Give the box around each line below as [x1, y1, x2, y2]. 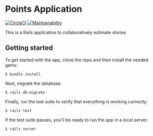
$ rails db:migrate [5, 90, 45, 95]
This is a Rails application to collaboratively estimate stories [5, 29, 126, 35]
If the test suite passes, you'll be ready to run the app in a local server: [5, 117, 149, 123]
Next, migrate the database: [5, 80, 62, 86]
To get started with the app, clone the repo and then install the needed [5, 57, 149, 63]
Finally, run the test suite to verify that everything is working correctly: [5, 98, 148, 104]
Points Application [5, 3, 82, 15]
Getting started [5, 44, 53, 52]
